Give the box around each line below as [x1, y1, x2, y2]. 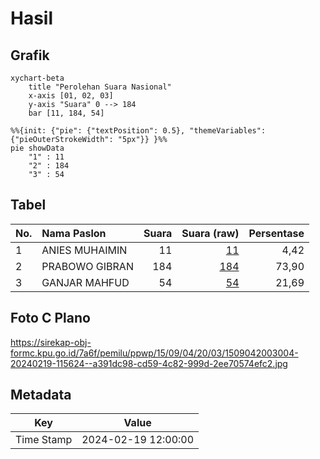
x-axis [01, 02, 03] [28, 91, 114, 101]
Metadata [10, 387, 72, 404]
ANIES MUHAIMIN [41, 243, 128, 257]
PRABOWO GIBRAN [41, 259, 134, 273]
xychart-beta [10, 73, 65, 83]
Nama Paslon [41, 226, 107, 240]
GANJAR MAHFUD [41, 275, 130, 289]
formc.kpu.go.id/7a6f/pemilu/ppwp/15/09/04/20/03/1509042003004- [10, 347, 299, 359]
